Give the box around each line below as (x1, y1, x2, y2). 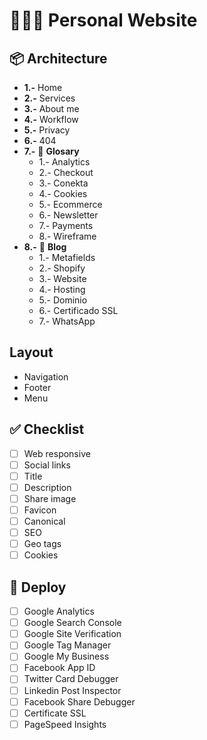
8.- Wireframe (38, 230, 97, 242)
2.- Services (23, 92, 76, 104)
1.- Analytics (38, 156, 91, 168)
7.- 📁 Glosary (23, 145, 80, 157)
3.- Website (38, 273, 87, 284)
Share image (23, 492, 77, 504)
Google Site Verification (23, 628, 122, 640)
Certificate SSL (23, 707, 87, 719)
